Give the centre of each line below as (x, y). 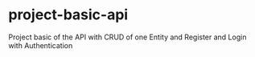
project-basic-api (68, 15)
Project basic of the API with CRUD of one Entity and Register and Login (127, 37)
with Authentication (41, 45)
